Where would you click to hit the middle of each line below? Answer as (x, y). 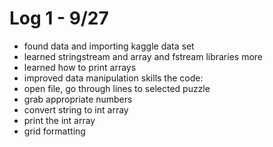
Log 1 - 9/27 (59, 18)
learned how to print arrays (80, 67)
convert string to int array (76, 109)
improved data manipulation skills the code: (113, 78)
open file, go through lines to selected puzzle (117, 88)
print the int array (59, 120)
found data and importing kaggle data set (109, 46)
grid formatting (54, 131)
